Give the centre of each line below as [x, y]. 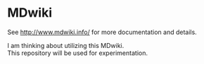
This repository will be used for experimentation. [77, 53]
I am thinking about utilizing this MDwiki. [66, 45]
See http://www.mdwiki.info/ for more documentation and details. [102, 32]
